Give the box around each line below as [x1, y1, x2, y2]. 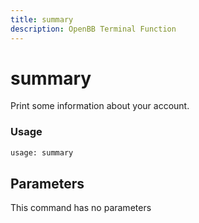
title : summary [10, 14, 74, 25]
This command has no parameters [10, 202, 152, 214]
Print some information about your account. [10, 100, 190, 112]
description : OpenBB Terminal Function [10, 24, 177, 34]
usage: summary [10, 147, 74, 158]
